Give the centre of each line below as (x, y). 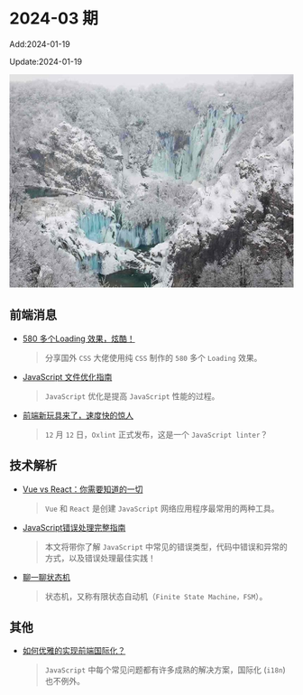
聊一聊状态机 (46, 577)
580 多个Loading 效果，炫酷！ (78, 338)
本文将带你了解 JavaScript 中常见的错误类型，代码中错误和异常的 (166, 546)
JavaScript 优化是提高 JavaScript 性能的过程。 (132, 396)
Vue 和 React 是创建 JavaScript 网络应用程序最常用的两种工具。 (162, 508)
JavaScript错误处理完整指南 (74, 527)
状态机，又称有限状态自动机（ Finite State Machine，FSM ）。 (156, 596)
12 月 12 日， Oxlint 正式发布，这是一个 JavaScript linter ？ (156, 434)
